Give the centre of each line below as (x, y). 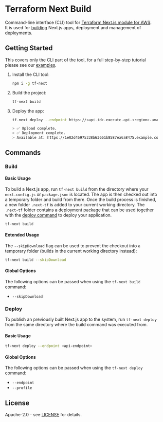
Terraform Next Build (48, 9)
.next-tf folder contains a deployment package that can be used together (80, 210)
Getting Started (29, 48)
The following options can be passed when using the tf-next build (73, 281)
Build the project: (29, 92)
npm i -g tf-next (30, 83)
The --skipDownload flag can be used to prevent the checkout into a (73, 246)
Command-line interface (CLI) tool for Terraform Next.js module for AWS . (78, 22)
